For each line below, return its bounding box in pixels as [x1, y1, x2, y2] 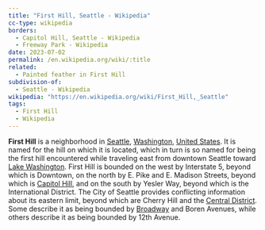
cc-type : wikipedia [8, 19, 73, 27]
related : [8, 63, 37, 71]
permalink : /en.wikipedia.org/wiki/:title [8, 56, 151, 64]
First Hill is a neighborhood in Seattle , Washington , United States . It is [8, 136, 236, 146]
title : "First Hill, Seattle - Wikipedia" [8, 11, 151, 20]
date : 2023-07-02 [8, 48, 66, 56]
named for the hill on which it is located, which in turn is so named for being [8, 144, 256, 155]
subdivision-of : [8, 78, 62, 86]
